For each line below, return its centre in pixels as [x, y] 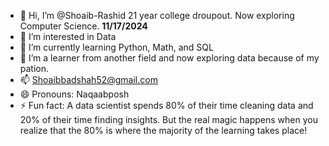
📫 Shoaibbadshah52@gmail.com [88, 79]
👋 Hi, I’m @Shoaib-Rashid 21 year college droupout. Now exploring [157, 15]
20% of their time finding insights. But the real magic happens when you [168, 119]
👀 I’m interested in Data [68, 36]
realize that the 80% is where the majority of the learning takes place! [163, 130]
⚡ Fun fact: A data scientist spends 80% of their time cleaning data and [166, 105]
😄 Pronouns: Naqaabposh [74, 94]
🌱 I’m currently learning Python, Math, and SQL [116, 47]
